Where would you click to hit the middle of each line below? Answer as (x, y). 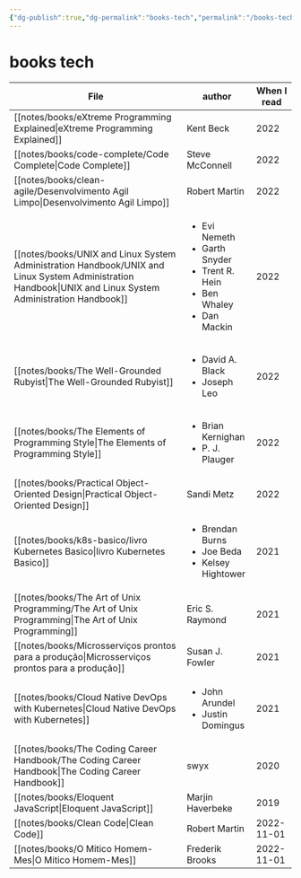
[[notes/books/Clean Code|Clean (84, 822)
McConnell (210, 165)
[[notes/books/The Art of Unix (77, 597)
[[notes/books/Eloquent (64, 797)
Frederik (204, 848)
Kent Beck (208, 128)
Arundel (218, 703)
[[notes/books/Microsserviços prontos (95, 645)
